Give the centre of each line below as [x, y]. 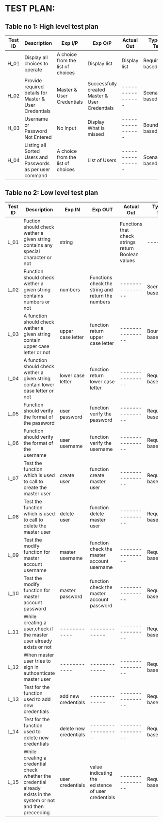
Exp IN [73, 209]
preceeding [37, 812]
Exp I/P [70, 43]
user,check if [38, 629]
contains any [38, 245]
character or [38, 257]
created [96, 90]
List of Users [102, 160]
